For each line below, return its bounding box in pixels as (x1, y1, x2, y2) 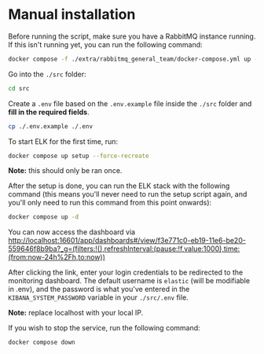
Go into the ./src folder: (8, 69, 86, 79)
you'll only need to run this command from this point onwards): (8, 198, 212, 208)
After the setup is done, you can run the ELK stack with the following (8, 181, 230, 190)
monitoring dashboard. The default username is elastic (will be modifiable (8, 276, 250, 286)
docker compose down (8, 338, 76, 347)
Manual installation (8, 6, 136, 24)
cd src (8, 84, 30, 92)
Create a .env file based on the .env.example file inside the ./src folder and (8, 98, 252, 108)
